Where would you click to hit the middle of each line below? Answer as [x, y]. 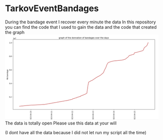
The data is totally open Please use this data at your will [61, 123]
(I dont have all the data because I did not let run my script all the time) [76, 132]
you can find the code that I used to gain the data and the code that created [81, 27]
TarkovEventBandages [52, 9]
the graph [15, 32]
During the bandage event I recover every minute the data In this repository [81, 22]
